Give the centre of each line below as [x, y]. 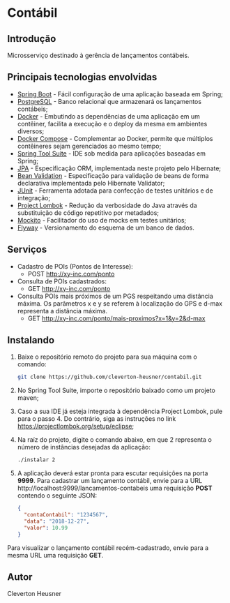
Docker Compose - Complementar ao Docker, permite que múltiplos [115, 138]
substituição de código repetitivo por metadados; [88, 213]
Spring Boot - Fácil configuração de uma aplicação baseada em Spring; [120, 94]
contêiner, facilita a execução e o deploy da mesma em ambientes [112, 124]
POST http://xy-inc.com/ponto [71, 274]
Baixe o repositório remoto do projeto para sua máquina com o [107, 357]
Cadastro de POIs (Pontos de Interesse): [75, 266]
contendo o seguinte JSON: [57, 496]
